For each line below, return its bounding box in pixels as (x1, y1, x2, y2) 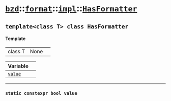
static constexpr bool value (5, 90, 78, 96)
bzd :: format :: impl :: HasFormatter (5, 3, 137, 14)
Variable (8, 62, 29, 70)
